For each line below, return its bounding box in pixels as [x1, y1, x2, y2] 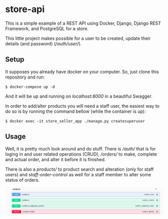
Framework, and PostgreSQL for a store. [5, 25, 89, 31]
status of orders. [5, 177, 40, 183]
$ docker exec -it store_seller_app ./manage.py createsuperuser [5, 118, 145, 124]
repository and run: [5, 74, 45, 80]
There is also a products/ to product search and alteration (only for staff [5, 166, 154, 172]
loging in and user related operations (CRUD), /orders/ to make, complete [5, 151, 157, 157]
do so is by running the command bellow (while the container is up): [5, 108, 146, 114]
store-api [5, 4, 45, 15]
